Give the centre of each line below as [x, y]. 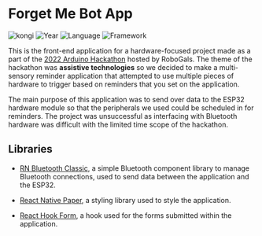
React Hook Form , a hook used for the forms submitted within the [125, 215]
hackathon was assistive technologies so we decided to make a [113, 67]
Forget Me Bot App [70, 14]
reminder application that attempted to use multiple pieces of [135, 76]
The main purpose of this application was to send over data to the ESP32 [127, 99]
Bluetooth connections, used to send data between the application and [134, 176]
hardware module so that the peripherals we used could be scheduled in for [131, 108]
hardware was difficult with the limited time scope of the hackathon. [118, 124]
